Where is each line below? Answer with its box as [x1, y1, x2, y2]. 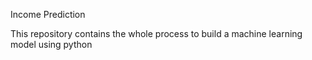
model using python [10, 39, 93, 50]
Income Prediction [10, 9, 86, 20]
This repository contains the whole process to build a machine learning [10, 28, 303, 39]
